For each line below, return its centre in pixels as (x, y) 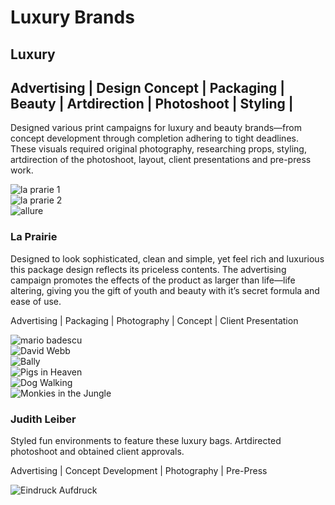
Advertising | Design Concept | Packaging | (148, 87)
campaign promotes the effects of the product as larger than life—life (153, 280)
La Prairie (34, 237)
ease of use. (36, 301)
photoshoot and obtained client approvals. (97, 451)
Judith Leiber (43, 419)
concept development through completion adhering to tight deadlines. (154, 138)
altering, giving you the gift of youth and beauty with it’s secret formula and (165, 290)
